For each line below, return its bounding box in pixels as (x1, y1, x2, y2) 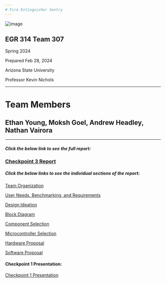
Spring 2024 (5, 48, 31, 54)
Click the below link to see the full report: (5, 146, 91, 152)
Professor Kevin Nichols (5, 77, 54, 83)
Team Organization (5, 183, 44, 189)
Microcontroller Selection (5, 231, 57, 237)
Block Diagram (5, 211, 35, 217)
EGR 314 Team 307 (5, 35, 64, 43)
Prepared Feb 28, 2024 (5, 58, 53, 64)
